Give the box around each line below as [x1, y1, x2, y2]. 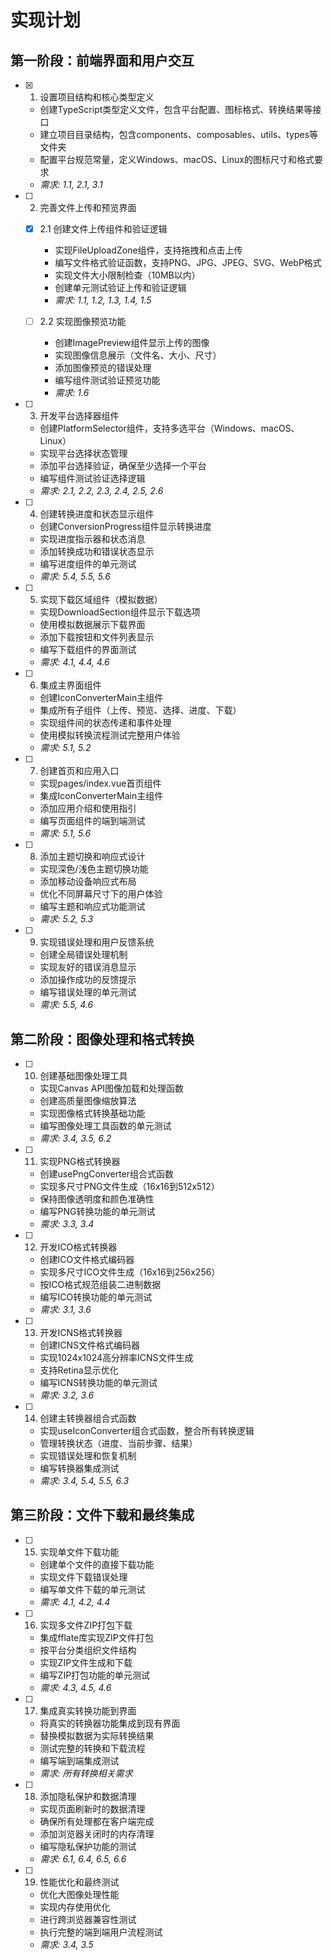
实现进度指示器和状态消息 [39, 533, 146, 545]
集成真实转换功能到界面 [39, 1704, 137, 1716]
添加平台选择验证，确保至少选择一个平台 [39, 460, 207, 472]
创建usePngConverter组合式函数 [39, 1167, 175, 1180]
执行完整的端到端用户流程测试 [39, 1926, 163, 1938]
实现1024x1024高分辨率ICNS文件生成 [39, 1351, 194, 1363]
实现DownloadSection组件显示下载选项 [39, 606, 201, 618]
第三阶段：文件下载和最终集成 [10, 1507, 195, 1524]
